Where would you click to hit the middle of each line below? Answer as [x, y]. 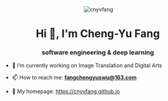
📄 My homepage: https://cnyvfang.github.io [66, 91]
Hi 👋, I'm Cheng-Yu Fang [98, 33]
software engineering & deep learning [98, 52]
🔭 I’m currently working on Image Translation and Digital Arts [87, 66]
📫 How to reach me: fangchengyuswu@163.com [74, 78]
